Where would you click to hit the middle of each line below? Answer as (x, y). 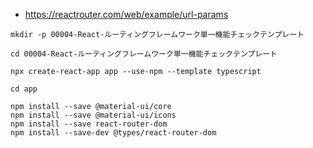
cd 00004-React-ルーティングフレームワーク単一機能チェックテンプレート (144, 54)
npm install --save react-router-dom (89, 124)
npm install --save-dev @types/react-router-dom (113, 133)
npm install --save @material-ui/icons (93, 115)
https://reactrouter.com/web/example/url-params (126, 14)
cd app (24, 89)
